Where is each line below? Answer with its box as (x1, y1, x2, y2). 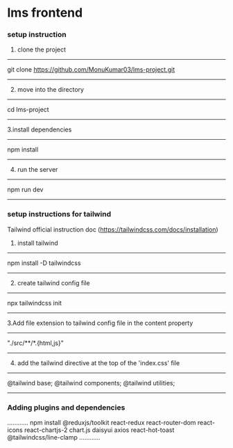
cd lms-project (7, 106, 50, 114)
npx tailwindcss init (7, 298, 62, 307)
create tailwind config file (17, 278, 90, 287)
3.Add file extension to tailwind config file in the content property (7, 319, 193, 327)
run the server (17, 166, 58, 174)
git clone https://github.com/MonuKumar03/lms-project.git (7, 65, 175, 74)
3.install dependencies (7, 125, 72, 134)
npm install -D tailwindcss (7, 259, 81, 267)
